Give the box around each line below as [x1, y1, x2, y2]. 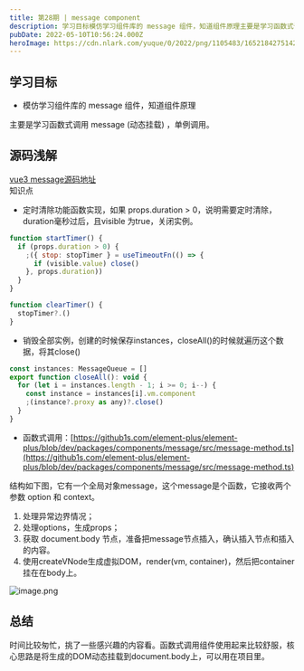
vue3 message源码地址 [9, 174, 97, 184]
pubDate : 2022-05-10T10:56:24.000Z [9, 30, 144, 39]
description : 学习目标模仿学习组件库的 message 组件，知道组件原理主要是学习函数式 [9, 22, 294, 31]
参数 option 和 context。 [9, 491, 100, 502]
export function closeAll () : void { [9, 373, 147, 382]
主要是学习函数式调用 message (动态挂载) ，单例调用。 [9, 119, 214, 130]
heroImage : [9, 38, 51, 48]
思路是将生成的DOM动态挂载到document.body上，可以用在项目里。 [16, 650, 270, 661]
